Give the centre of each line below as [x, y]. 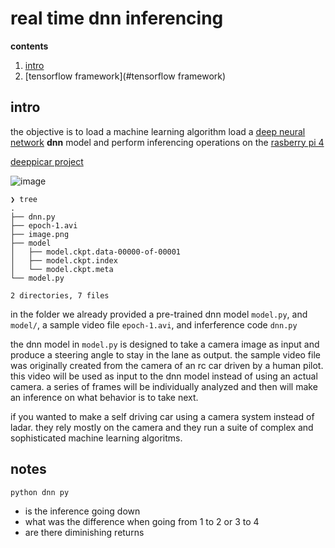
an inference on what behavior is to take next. [104, 397]
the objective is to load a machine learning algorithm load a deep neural [158, 131]
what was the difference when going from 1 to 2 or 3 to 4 [142, 521]
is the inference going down [82, 511]
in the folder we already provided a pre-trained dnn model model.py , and [159, 314]
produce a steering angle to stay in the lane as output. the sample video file [165, 354]
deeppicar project [47, 161]
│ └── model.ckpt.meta [62, 269]
